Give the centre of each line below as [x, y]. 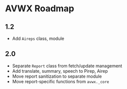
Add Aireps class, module [38, 38]
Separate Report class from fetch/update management [67, 66]
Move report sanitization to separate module [57, 76]
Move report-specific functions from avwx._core [61, 81]
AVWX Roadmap [40, 9]
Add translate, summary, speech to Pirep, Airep [60, 71]
